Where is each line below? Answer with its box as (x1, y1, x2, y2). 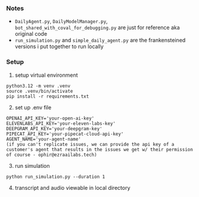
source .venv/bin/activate (6, 88, 73, 94)
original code (14, 30, 48, 37)
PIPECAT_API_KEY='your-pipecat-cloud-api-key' (6, 131, 124, 137)
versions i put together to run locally (14, 43, 104, 50)
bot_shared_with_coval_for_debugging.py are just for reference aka (14, 24, 180, 31)
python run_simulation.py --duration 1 (6, 174, 105, 180)
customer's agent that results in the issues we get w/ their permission (6, 146, 194, 152)
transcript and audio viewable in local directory (14, 184, 130, 191)
